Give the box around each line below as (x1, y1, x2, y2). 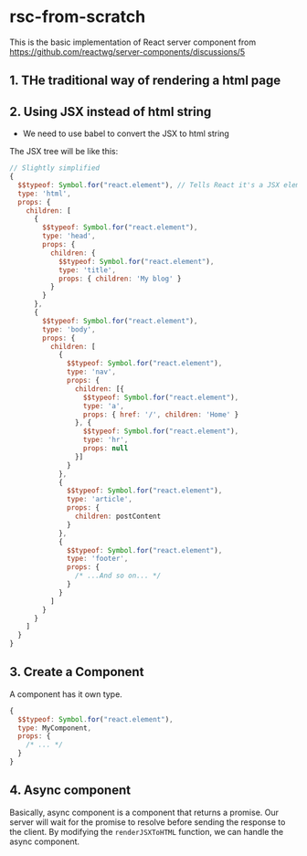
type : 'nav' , (67, 367, 117, 376)
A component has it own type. (9, 688, 123, 700)
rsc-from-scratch (9, 6, 146, 27)
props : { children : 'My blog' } (58, 274, 182, 283)
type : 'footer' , (67, 555, 129, 564)
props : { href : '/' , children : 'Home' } (82, 409, 239, 419)
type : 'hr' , (82, 436, 129, 445)
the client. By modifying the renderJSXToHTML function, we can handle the (9, 826, 284, 837)
